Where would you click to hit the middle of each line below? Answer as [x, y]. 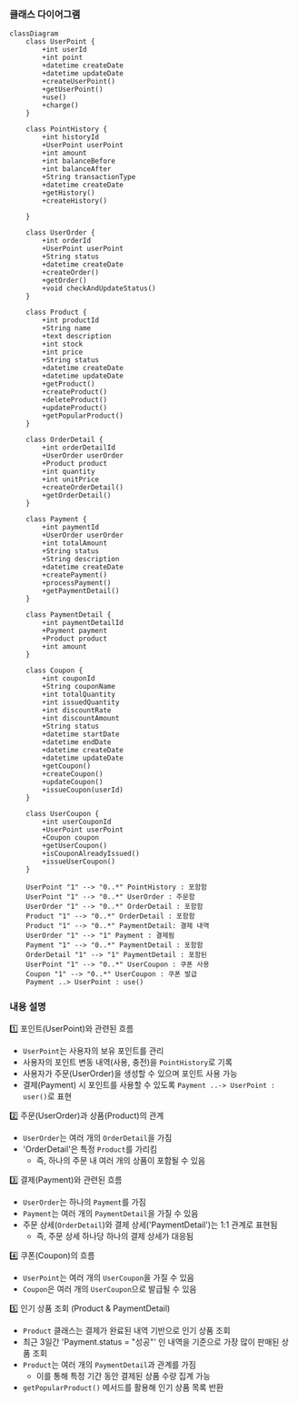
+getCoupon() [67, 766]
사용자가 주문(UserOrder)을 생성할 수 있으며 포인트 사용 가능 [130, 1073]
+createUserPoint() [79, 82]
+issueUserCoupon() [79, 862]
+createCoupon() [73, 774]
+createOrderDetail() [83, 488]
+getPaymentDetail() [81, 591]
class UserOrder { [60, 233]
